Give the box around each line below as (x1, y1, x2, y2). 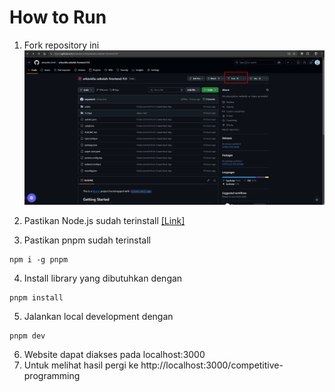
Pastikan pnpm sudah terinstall (23, 234, 152, 246)
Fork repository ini (23, 39, 100, 51)
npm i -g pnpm (9, 255, 69, 265)
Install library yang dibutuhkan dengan (23, 272, 183, 285)
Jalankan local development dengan (23, 311, 174, 323)
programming (23, 370, 81, 382)
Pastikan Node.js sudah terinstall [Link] (23, 215, 186, 227)
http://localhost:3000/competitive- (140, 359, 284, 371)
